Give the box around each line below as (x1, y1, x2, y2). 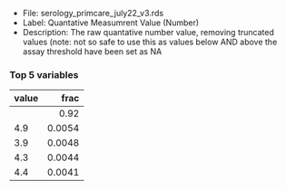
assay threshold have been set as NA (22, 46, 163, 57)
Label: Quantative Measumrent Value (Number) (22, 17, 200, 28)
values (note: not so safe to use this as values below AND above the (22, 36, 278, 47)
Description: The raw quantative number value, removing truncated (22, 27, 274, 37)
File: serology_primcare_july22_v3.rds (22, 8, 164, 18)
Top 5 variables (9, 68, 79, 81)
